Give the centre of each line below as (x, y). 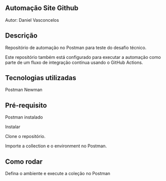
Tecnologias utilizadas (41, 78)
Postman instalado (24, 117)
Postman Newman (24, 90)
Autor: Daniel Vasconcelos (32, 20)
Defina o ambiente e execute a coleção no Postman (58, 174)
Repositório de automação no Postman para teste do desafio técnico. (76, 47)
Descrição (21, 36)
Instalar (13, 127)
